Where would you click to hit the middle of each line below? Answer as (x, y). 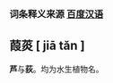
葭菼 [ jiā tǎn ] (47, 46)
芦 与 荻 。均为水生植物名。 (56, 69)
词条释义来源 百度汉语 (56, 13)
